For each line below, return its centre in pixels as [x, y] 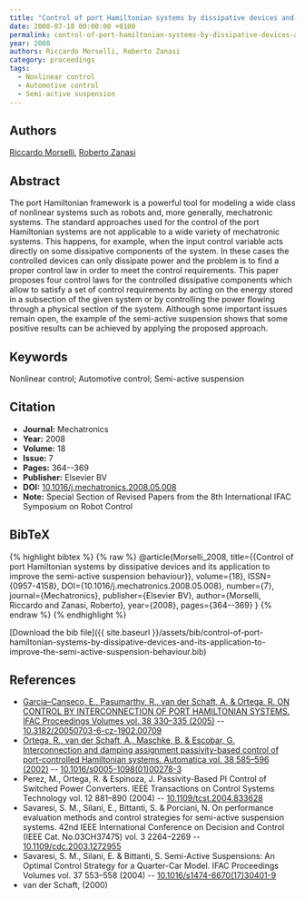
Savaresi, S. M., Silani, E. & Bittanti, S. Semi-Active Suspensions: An [148, 856]
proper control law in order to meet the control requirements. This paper [144, 271]
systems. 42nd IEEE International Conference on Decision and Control [153, 827]
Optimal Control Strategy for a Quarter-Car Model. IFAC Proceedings [151, 866]
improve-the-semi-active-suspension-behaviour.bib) [108, 651]
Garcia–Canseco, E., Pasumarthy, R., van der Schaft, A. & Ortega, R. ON [156, 702]
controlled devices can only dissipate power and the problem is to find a [144, 261]
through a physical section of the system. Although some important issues [148, 309]
